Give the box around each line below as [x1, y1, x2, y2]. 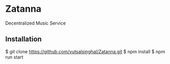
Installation [5, 35, 42, 44]
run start [5, 54, 23, 60]
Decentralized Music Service [5, 20, 66, 26]
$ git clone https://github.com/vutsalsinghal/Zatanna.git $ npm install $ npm [5, 48, 165, 54]
